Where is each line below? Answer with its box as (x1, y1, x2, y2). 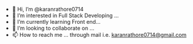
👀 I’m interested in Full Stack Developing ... (12, 12, 120, 19)
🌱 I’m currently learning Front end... (12, 18, 101, 25)
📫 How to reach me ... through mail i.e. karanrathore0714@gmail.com (12, 32, 187, 38)
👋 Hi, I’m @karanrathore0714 (12, 6, 84, 12)
